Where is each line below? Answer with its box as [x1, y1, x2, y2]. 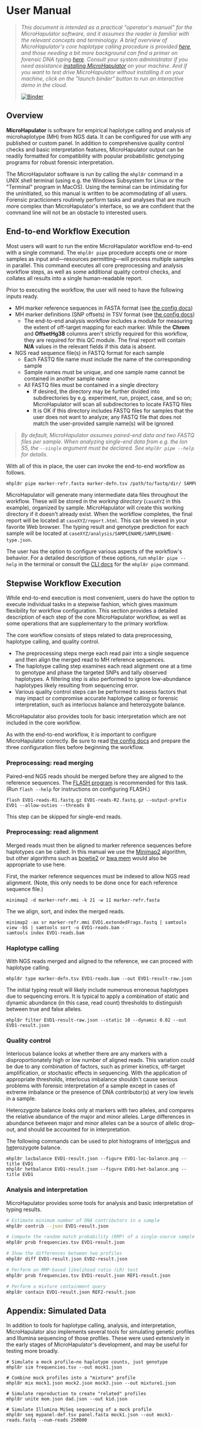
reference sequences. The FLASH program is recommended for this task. [6, 779, 188, 786]
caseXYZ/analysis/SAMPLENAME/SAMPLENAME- [69, 531, 174, 537]
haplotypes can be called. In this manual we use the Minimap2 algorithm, [6, 848, 188, 855]
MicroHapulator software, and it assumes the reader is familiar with [20, 30, 189, 37]
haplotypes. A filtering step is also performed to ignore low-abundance [14, 676, 191, 683]
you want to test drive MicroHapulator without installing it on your [20, 68, 185, 75]
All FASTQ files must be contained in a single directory [23, 381, 159, 388]
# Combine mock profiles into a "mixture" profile [6, 1375, 136, 1381]
